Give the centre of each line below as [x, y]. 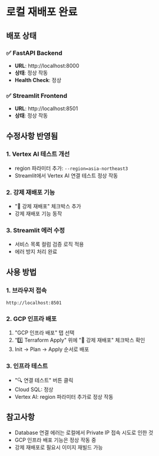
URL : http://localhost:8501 [46, 109]
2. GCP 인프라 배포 [32, 319]
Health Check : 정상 [38, 80]
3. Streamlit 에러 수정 [36, 231]
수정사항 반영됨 [32, 136]
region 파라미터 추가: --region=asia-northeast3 [71, 168]
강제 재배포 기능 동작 [38, 214]
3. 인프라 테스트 [27, 366]
